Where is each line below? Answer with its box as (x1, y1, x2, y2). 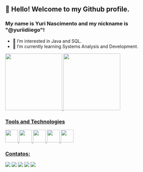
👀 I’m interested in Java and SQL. (12, 38, 82, 44)
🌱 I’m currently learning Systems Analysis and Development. (12, 43, 138, 49)
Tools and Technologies (5, 118, 65, 125)
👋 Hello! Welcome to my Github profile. (5, 5, 130, 14)
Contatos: (5, 150, 30, 157)
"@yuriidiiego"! (5, 26, 45, 33)
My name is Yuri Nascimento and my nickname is (5, 20, 128, 27)
